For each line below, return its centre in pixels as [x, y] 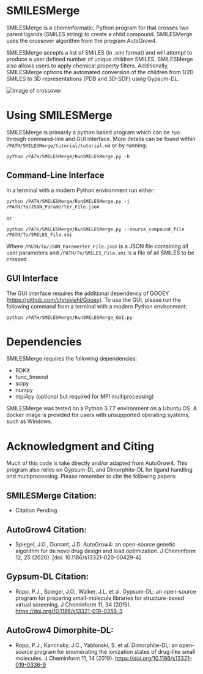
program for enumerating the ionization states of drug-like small [115, 651]
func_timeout [32, 377]
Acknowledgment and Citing [80, 446]
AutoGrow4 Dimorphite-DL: [60, 630]
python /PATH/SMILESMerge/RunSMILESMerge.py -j [68, 201]
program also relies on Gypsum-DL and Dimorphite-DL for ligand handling [99, 470]
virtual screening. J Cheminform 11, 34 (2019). [73, 604]
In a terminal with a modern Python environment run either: [81, 190]
